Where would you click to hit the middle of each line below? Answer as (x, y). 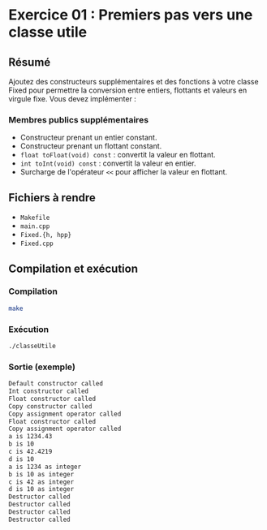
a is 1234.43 (30, 437)
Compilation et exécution (73, 268)
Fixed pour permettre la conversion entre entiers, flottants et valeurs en (128, 90)
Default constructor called (56, 384)
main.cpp (35, 226)
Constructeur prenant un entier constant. (88, 138)
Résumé (30, 62)
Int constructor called (49, 391)
